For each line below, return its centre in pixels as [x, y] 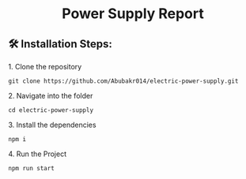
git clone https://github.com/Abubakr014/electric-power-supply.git [123, 81]
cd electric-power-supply [51, 110]
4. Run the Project [38, 154]
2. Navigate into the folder [51, 96]
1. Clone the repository [45, 67]
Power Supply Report [133, 14]
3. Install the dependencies [52, 125]
